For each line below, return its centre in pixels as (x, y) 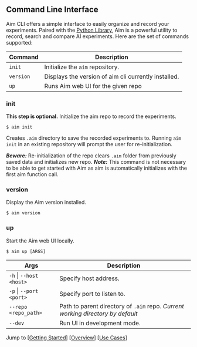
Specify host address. (90, 278)
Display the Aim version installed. (46, 203)
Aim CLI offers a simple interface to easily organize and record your (88, 23)
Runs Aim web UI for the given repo (93, 86)
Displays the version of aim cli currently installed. (112, 76)
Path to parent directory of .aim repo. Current (122, 306)
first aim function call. (32, 174)
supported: (19, 42)
